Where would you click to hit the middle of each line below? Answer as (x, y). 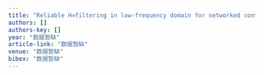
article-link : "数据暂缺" (48, 45)
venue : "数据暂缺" (36, 52)
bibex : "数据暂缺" (36, 59)
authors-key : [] (35, 30)
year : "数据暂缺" (34, 37)
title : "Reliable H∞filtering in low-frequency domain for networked (125, 15)
